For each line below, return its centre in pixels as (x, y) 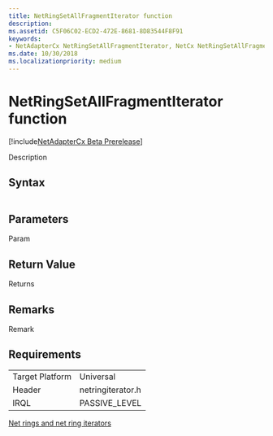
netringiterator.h (110, 390)
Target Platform (42, 377)
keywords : (25, 39)
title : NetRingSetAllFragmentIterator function (91, 16)
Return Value (42, 264)
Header (27, 390)
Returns (22, 284)
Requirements (45, 355)
